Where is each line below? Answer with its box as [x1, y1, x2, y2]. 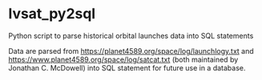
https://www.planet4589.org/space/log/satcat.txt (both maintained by [8, 55, 239, 64]
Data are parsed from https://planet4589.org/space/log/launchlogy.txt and [8, 46, 254, 55]
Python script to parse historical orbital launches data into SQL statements [8, 31, 254, 40]
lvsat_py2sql [8, 5, 96, 23]
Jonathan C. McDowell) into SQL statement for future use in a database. [8, 63, 246, 72]
